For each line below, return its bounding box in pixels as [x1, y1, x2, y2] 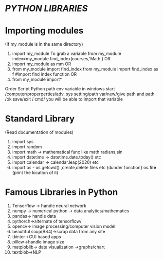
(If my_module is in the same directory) [5, 41, 84, 47]
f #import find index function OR [12, 71, 77, 77]
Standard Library [5, 113, 75, 124]
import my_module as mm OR [12, 61, 72, 67]
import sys [12, 139, 34, 145]
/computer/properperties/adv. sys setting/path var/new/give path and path [5, 91, 155, 97]
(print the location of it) [12, 170, 58, 175]
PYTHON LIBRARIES [5, 3, 88, 14]
